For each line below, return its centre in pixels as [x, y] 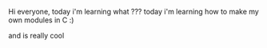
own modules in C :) [41, 20]
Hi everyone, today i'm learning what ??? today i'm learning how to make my [134, 12]
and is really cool [36, 36]
